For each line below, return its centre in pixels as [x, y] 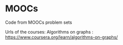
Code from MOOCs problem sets [39, 22]
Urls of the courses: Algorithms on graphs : [49, 32]
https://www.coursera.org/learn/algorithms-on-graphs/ [61, 37]
